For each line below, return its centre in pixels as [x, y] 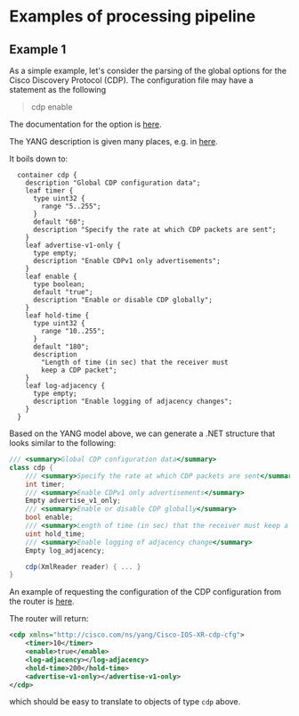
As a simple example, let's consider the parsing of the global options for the [148, 70]
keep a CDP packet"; [79, 370]
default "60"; [59, 222]
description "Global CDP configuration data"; [113, 183]
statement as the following [58, 90]
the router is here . [42, 601]
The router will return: [49, 619]
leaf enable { [51, 276]
